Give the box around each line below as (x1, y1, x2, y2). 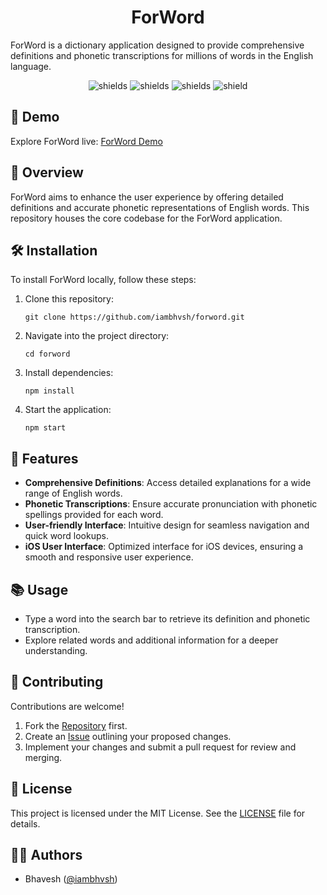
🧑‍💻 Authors (10, 847, 83, 864)
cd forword (24, 349, 71, 360)
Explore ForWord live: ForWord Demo (10, 135, 163, 147)
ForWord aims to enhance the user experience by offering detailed (10, 191, 284, 203)
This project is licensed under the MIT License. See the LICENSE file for (10, 807, 306, 819)
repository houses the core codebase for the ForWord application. (10, 212, 283, 224)
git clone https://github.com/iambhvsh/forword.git (24, 312, 245, 323)
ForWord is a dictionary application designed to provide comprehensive (10, 39, 305, 51)
